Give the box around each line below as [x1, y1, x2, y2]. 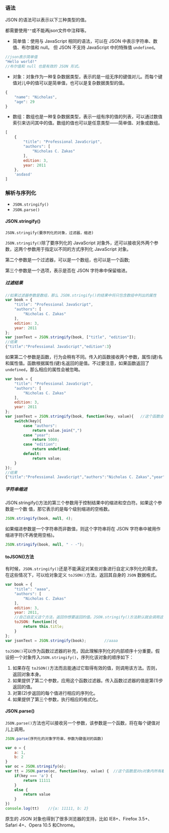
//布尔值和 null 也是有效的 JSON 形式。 [5, 64, 82, 69]
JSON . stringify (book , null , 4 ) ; [5, 516, 73, 521]
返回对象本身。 [12, 671, 44, 677]
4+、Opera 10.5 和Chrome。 [18, 822, 78, 828]
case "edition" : [23, 442, 57, 447]
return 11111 [23, 778, 51, 783]
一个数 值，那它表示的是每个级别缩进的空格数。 [14, 506, 112, 512]
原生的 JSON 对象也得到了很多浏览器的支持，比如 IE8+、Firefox [5, 815, 137, 821]
